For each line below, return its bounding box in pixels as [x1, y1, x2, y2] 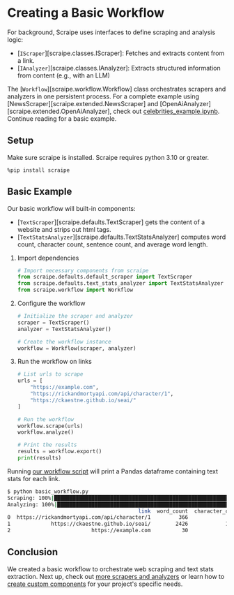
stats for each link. [7, 474, 61, 483]
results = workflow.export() [17, 448, 102, 455]
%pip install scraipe [7, 166, 70, 174]
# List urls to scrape [17, 371, 84, 378]
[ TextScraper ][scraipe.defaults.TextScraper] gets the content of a [17, 218, 205, 226]
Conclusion [7, 546, 58, 558]
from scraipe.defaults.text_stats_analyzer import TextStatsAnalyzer [17, 280, 224, 287]
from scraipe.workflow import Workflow [17, 286, 134, 294]
